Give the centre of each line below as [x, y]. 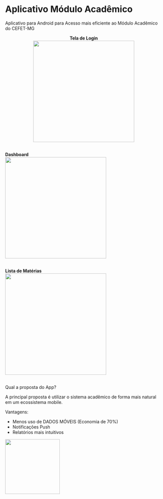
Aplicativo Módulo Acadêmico [69, 9]
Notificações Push [31, 427]
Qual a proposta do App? [31, 387]
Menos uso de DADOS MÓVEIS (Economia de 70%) [65, 421]
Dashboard [17, 154]
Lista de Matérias [23, 271]
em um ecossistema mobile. [34, 402]
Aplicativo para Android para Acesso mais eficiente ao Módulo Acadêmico [81, 23]
